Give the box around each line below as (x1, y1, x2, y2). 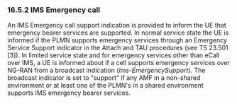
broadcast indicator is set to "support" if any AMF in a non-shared (7, 74, 201, 82)
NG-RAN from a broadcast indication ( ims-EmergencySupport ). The (7, 66, 206, 75)
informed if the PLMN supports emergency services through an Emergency (7, 36, 228, 45)
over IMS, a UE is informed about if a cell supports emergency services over (7, 59, 231, 67)
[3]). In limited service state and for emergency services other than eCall (7, 51, 220, 59)
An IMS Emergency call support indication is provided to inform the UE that (7, 21, 227, 30)
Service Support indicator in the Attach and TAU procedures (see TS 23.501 (7, 44, 228, 52)
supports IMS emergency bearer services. (7, 88, 131, 97)
